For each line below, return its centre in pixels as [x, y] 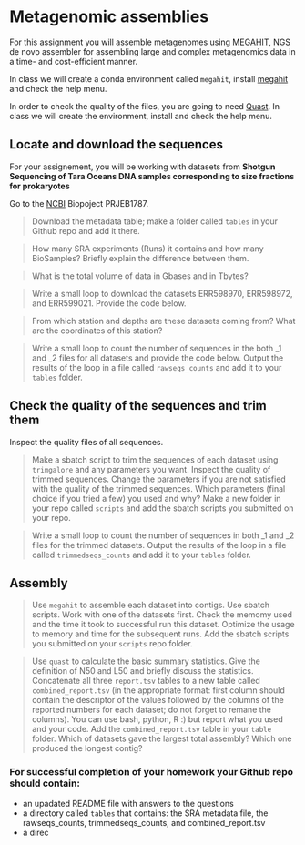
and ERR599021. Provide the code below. [109, 303]
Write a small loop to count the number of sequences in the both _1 [157, 348]
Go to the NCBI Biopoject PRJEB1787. [79, 203]
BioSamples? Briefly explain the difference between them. [140, 258]
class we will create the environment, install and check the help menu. [141, 116]
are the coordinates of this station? [97, 331]
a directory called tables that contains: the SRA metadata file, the [145, 813]
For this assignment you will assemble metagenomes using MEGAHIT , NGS [150, 42]
